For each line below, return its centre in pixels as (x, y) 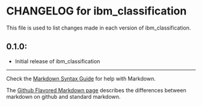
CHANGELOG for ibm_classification (96, 11)
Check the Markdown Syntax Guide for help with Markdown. (81, 78)
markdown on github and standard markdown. (63, 96)
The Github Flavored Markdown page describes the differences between (96, 90)
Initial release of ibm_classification (57, 61)
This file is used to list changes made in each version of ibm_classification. (99, 28)
